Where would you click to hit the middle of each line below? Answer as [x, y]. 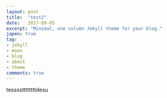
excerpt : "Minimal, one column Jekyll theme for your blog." [84, 28]
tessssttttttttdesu [27, 90]
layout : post [23, 12]
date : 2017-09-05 [31, 23]
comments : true [25, 73]
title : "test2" [26, 17]
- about [16, 62]
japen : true [21, 34]
